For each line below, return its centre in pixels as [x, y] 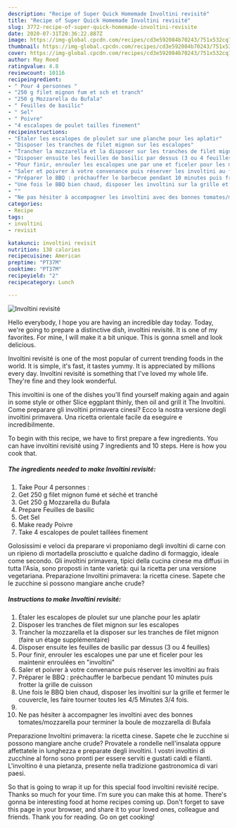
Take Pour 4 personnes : [54, 487]
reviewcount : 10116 [37, 73]
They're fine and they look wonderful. [63, 381]
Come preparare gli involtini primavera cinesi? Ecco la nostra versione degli [117, 409]
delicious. [22, 345]
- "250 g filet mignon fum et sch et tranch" [76, 92]
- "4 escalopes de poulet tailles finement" [74, 125]
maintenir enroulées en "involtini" [66, 662]
